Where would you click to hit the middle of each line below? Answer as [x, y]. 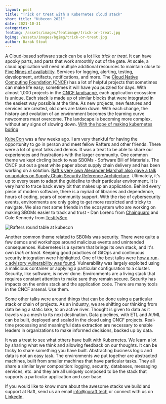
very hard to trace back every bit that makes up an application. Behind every [83, 186]
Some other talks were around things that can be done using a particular [79, 299]
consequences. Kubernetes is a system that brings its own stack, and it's [80, 247]
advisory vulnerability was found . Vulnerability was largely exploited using [84, 263]
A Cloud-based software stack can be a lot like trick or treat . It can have [78, 56]
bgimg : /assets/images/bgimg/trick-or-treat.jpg [56, 38]
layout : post [19, 10]
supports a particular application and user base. [54, 376]
